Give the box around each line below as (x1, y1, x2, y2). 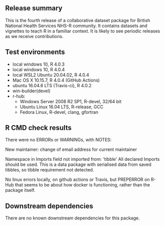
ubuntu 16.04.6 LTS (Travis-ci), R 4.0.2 (12, 82, 91, 88)
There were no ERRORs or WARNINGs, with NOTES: (5, 137, 112, 143)
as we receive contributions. (5, 33, 63, 39)
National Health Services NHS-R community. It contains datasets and (5, 23, 147, 29)
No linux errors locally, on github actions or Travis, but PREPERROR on (5, 176, 150, 182)
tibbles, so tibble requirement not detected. (5, 167, 94, 173)
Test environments (5, 48, 65, 57)
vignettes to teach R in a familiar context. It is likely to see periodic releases (5, 28, 160, 34)
